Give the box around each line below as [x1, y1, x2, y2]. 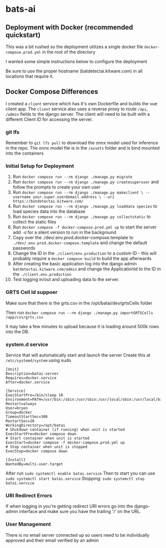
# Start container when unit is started [5, 436, 90, 441]
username [12, 194, 31, 200]
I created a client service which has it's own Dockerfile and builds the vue [5, 100, 158, 106]
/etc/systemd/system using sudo [5, 357, 71, 363]
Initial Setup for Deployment [5, 162, 74, 169]
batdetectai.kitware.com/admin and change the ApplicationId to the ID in [12, 266, 161, 272]
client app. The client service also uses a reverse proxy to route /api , [5, 106, 148, 112]
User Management [5, 521, 51, 528]
